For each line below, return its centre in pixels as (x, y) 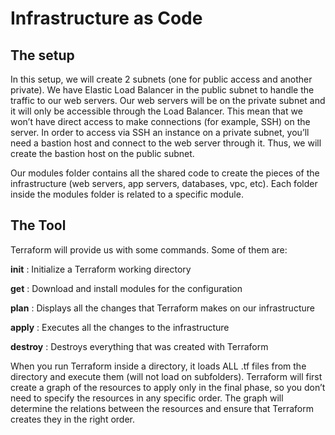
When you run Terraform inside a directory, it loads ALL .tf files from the (158, 366)
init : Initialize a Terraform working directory (101, 269)
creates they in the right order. (73, 419)
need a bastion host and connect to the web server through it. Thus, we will (166, 143)
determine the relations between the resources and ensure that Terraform (162, 408)
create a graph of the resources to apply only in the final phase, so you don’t (168, 387)
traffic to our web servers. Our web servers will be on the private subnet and (168, 100)
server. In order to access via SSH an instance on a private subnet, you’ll (160, 132)
